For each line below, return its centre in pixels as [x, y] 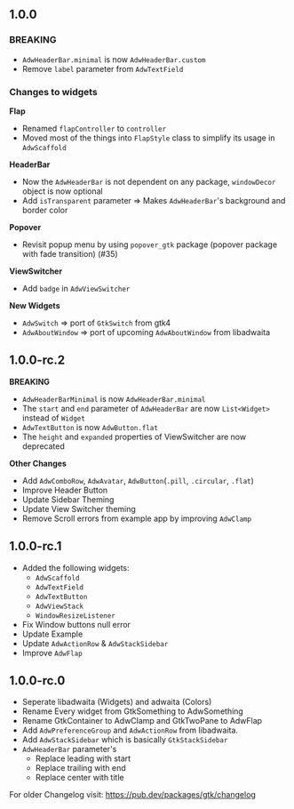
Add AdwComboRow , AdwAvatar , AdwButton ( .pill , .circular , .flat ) [138, 480]
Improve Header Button [65, 490]
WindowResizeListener [75, 616]
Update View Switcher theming [79, 509]
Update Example [52, 634]
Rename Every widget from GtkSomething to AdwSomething [133, 711]
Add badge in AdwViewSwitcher [76, 288]
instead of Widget [54, 418]
